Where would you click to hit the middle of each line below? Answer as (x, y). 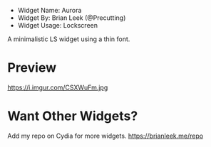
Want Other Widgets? (73, 116)
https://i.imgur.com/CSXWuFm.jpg (58, 87)
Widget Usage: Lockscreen (58, 25)
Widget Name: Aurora (50, 10)
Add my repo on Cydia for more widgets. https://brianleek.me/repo (105, 136)
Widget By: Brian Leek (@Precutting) (72, 18)
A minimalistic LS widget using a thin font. (69, 39)
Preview (32, 68)
